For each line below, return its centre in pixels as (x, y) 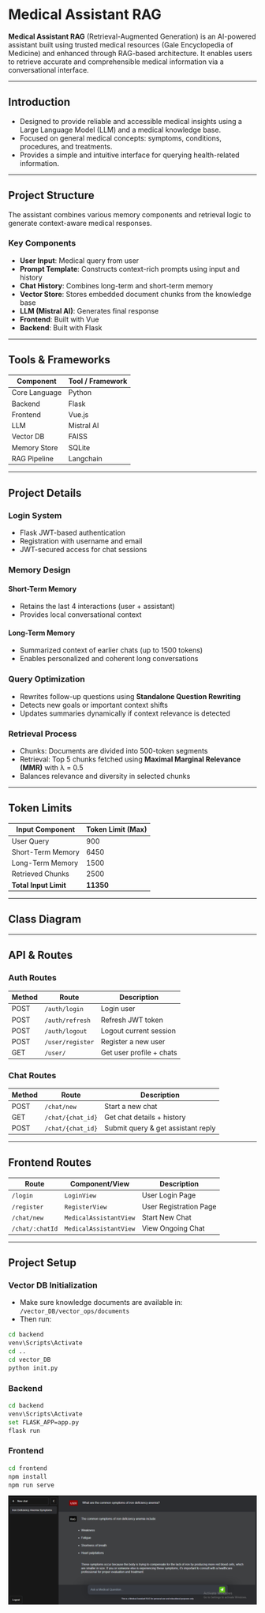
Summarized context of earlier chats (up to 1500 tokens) (111, 650)
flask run (24, 1431)
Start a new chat (131, 1106)
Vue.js (78, 414)
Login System (35, 515)
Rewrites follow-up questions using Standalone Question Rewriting (130, 696)
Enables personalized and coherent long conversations (109, 659)
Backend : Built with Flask (61, 327)
